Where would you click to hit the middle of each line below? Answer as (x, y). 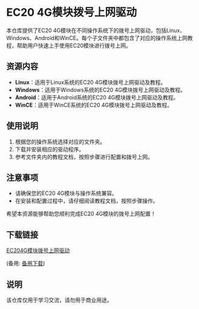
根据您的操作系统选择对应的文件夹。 (60, 141)
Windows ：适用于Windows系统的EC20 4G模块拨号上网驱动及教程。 (100, 90)
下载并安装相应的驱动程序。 (50, 149)
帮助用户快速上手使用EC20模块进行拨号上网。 (74, 45)
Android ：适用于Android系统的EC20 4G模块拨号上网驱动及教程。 (97, 97)
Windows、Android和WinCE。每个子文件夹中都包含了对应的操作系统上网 (97, 38)
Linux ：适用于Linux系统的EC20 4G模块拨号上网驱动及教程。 (90, 82)
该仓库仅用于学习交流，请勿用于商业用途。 (59, 300)
